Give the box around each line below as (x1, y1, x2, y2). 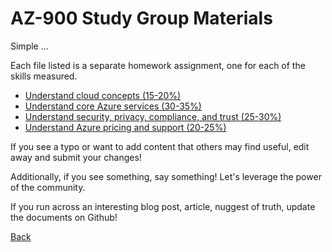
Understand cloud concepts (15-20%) (24, 89, 182, 101)
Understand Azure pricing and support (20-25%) (24, 121, 227, 133)
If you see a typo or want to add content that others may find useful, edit (10, 140, 310, 152)
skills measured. (10, 70, 78, 82)
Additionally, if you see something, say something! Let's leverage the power (10, 170, 322, 182)
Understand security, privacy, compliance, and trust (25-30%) (24, 110, 282, 122)
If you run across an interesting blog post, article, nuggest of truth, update (10, 200, 316, 212)
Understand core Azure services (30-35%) (24, 100, 202, 112)
